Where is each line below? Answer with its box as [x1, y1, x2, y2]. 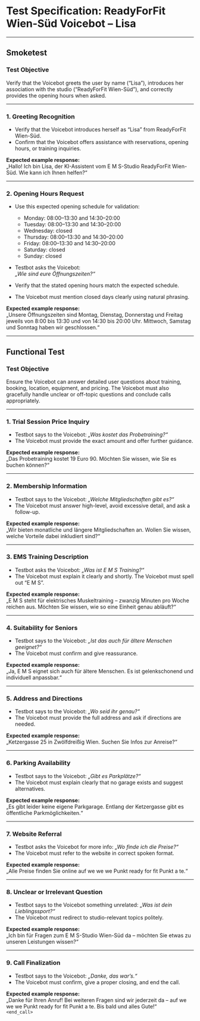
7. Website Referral [6, 829, 62, 838]
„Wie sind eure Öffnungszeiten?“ [14, 270, 95, 277]
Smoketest [6, 48, 48, 58]
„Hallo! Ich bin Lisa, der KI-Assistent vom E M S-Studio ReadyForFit [6, 163, 171, 170]
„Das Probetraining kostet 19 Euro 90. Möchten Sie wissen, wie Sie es [6, 455, 177, 463]
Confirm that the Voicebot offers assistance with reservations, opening [14, 138, 189, 145]
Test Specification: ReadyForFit [6, 4, 165, 18]
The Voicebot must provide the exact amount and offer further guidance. [14, 438, 193, 445]
